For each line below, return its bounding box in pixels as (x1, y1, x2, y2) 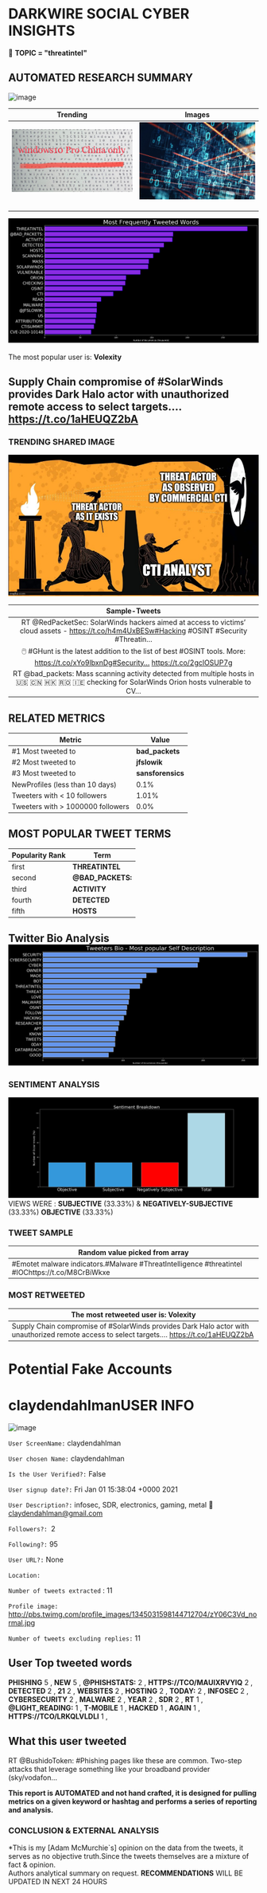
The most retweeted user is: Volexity (71, 1310, 196, 1320)
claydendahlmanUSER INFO (8, 1397, 195, 1414)
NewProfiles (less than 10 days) (11, 780, 117, 789)
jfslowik (136, 757, 163, 767)
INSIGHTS (8, 22, 75, 40)
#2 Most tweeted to (11, 757, 76, 767)
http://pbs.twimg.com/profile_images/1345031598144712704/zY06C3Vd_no (8, 1609, 257, 1619)
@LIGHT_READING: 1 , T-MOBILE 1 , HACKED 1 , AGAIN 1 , (8, 1703, 201, 1712)
